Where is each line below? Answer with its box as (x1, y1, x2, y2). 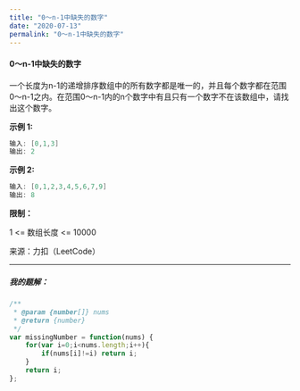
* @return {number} (12, 316, 87, 325)
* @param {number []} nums (12, 307, 110, 317)
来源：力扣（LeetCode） (9, 246, 101, 257)
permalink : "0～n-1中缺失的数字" (9, 29, 124, 38)
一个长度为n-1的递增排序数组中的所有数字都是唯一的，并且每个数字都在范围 (9, 79, 287, 90)
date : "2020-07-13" (9, 21, 82, 30)
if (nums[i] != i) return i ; (41, 349, 138, 358)
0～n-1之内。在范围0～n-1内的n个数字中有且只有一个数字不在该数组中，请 (9, 91, 281, 102)
